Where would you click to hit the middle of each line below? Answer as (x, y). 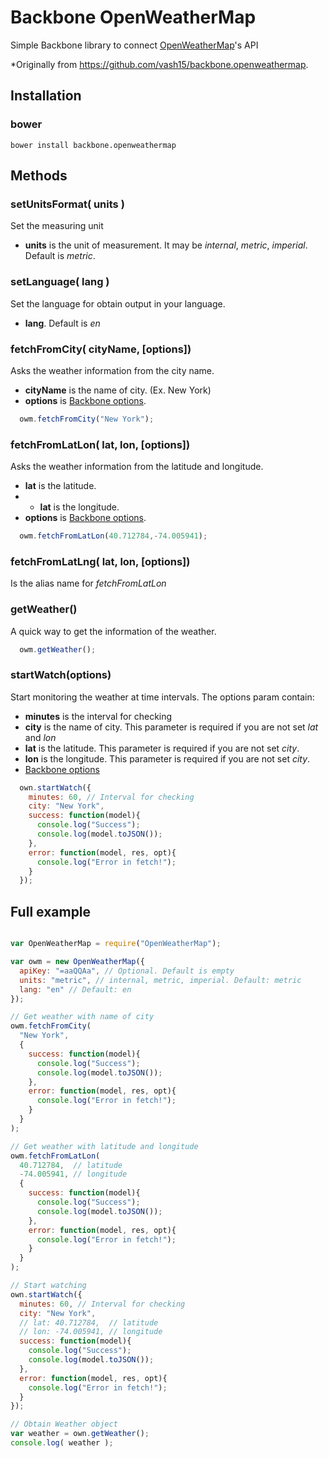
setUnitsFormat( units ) (67, 204)
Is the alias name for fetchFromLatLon (88, 583)
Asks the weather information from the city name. (112, 370)
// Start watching (48, 1286)
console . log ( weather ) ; (62, 1443)
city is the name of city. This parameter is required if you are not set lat (171, 727)
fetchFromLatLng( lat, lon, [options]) (100, 561)
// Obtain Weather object (64, 1424)
